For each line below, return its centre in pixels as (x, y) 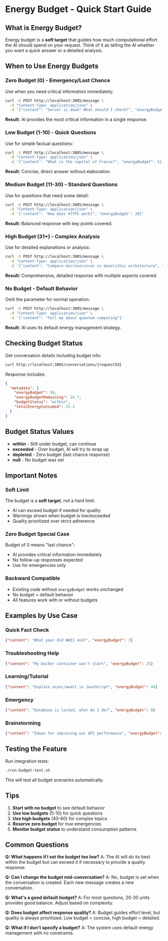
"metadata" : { (24, 388)
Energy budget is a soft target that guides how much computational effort (81, 40)
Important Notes (31, 475)
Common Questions (37, 844)
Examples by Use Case (41, 616)
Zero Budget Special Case (37, 534)
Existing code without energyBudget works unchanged (68, 589)
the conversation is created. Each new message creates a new (69, 883)
